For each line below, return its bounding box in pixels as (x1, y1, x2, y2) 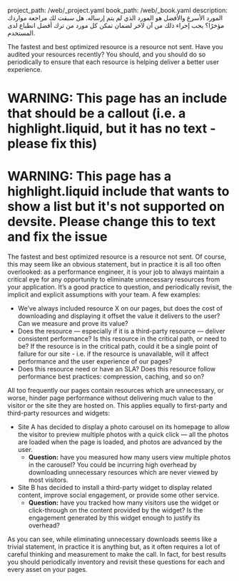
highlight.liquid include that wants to (7, 183, 230, 200)
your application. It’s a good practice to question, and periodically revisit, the (7, 283, 233, 292)
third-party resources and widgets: (7, 409, 111, 418)
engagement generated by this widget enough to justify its (28, 513, 201, 523)
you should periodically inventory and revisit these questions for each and (7, 557, 225, 566)
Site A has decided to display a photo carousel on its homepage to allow (17, 423, 230, 431)
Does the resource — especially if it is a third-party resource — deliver (17, 327, 226, 336)
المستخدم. (7, 29, 36, 37)
